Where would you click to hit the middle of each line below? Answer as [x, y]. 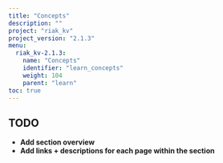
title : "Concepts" [39, 16]
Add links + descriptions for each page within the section [117, 151]
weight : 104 [43, 75]
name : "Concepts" [52, 61]
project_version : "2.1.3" [51, 38]
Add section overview [57, 142]
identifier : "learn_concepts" [73, 68]
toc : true [25, 90]
